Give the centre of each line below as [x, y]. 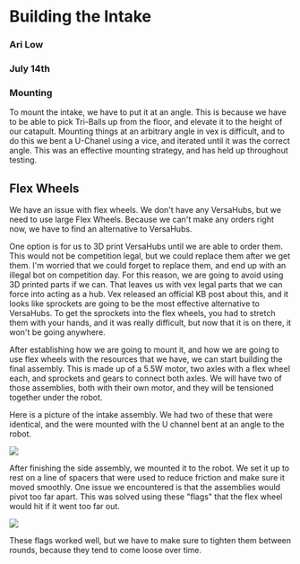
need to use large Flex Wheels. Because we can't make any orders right [142, 220]
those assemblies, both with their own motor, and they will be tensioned [141, 388]
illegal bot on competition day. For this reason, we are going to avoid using [146, 275]
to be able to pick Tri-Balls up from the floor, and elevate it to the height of [146, 122]
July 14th [30, 69]
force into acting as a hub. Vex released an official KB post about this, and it [149, 295]
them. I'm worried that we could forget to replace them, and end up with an [148, 266]
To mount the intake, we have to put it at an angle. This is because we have [148, 112]
